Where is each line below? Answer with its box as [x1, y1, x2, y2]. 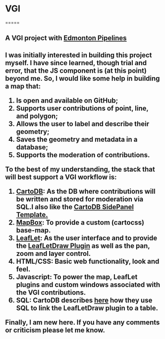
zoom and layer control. [16, 249, 91, 258]
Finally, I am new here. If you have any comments [5, 318, 160, 327]
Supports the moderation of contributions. [16, 150, 150, 159]
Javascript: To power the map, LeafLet [16, 272, 138, 281]
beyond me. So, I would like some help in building [5, 74, 160, 83]
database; [16, 143, 49, 151]
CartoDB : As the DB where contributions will [16, 187, 156, 196]
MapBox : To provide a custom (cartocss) [16, 218, 145, 226]
